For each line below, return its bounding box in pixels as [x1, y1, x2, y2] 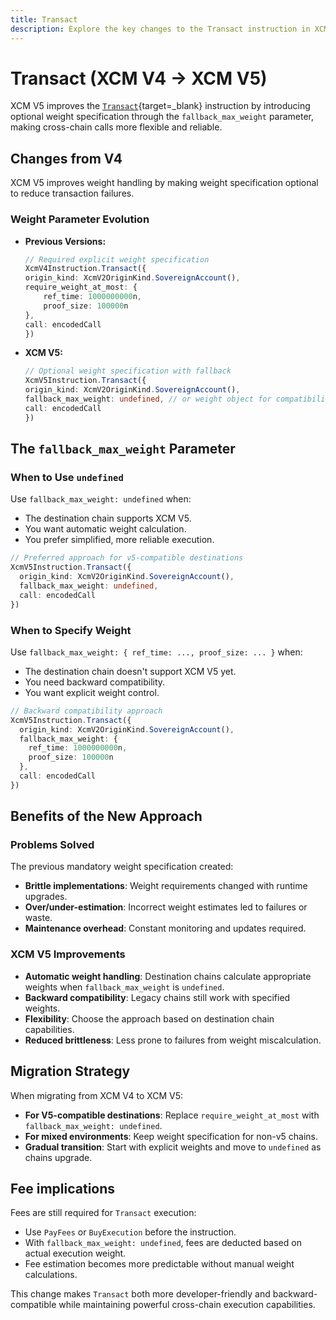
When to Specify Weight [10, 623, 132, 637]
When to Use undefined [10, 470, 124, 484]
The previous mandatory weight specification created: [10, 861, 234, 873]
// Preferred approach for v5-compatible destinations [10, 553, 244, 563]
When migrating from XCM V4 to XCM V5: [10, 1089, 184, 1101]
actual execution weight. [24, 1247, 127, 1260]
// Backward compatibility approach [10, 706, 163, 716]
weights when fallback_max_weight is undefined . [24, 981, 225, 993]
